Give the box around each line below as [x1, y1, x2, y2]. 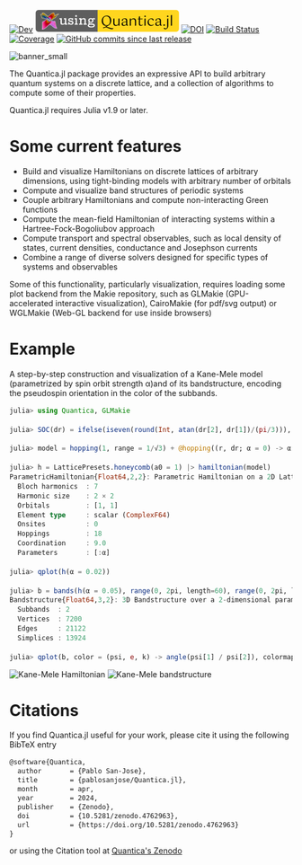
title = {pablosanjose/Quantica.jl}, [17, 776, 187, 785]
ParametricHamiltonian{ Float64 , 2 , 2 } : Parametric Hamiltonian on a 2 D [9, 472, 276, 481]
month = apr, [17, 785, 94, 794]
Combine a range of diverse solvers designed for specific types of [22, 252, 269, 262]
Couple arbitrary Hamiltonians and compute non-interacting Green [22, 194, 269, 205]
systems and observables [22, 261, 119, 272]
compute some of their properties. [9, 87, 137, 98]
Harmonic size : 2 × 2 [17, 491, 115, 500]
